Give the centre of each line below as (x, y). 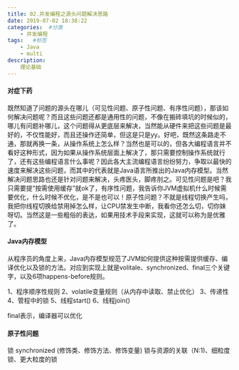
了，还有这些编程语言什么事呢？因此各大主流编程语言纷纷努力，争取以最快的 (119, 161)
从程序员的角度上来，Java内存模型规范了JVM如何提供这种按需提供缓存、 (115, 259)
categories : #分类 (35, 27)
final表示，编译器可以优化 (45, 316)
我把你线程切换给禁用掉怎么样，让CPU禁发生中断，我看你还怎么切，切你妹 (117, 206)
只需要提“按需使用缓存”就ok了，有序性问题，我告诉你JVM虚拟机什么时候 (114, 188)
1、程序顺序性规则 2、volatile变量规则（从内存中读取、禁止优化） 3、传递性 (118, 292)
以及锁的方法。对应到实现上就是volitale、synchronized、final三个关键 (128, 267)
